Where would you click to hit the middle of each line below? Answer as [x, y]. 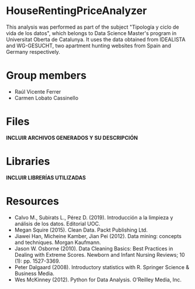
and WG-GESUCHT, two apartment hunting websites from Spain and [88, 46]
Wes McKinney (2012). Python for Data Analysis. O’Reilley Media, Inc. [98, 280]
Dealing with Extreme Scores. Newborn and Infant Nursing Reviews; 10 [100, 254]
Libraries [28, 161]
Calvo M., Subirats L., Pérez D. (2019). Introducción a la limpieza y [94, 217]
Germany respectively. [33, 51]
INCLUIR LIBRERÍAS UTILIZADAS [46, 177]
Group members [46, 76]
